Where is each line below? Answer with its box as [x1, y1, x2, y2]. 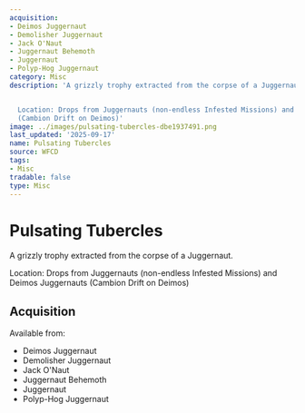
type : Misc [9, 181, 51, 191]
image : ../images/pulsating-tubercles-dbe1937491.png [9, 122, 218, 132]
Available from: [9, 328, 65, 339]
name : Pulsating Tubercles [9, 139, 112, 148]
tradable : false [9, 172, 71, 182]
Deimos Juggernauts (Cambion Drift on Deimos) [9, 278, 190, 289]
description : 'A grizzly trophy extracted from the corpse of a [9, 81, 258, 90]
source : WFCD [9, 147, 59, 157]
